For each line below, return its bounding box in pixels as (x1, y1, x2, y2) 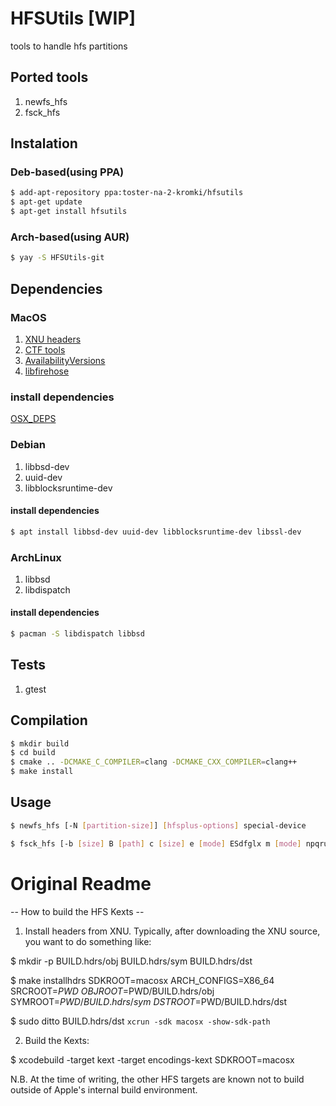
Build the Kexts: (24, 1034, 90, 1046)
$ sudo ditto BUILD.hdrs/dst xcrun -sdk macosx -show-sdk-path (10, 1015, 271, 1027)
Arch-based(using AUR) (10, 230, 130, 244)
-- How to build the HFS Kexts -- (10, 905, 145, 917)
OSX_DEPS (10, 413, 57, 425)
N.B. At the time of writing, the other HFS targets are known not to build (10, 1073, 305, 1085)
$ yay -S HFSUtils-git (10, 253, 105, 263)
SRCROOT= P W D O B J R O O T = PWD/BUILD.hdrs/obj (10, 985, 215, 997)
